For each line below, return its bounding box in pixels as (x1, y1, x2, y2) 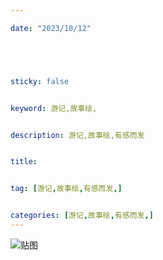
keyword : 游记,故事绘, (10, 103, 98, 113)
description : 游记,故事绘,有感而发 (10, 130, 145, 140)
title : (10, 157, 38, 167)
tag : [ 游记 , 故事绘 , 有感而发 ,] (10, 184, 123, 194)
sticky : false (10, 76, 70, 86)
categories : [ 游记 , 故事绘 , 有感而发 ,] (10, 211, 154, 221)
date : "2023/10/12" (10, 23, 92, 33)
